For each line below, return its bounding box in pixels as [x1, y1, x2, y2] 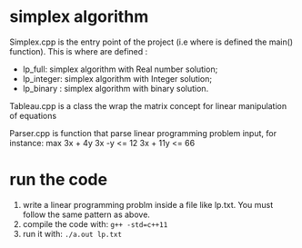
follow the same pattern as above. [22, 209, 150, 220]
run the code [9, 170, 107, 190]
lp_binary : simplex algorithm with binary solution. [22, 83, 209, 94]
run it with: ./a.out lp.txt [22, 228, 123, 239]
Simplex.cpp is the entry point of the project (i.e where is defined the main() [9, 36, 294, 47]
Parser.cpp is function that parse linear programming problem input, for [9, 127, 277, 138]
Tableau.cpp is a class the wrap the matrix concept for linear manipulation [9, 100, 287, 111]
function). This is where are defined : [9, 45, 148, 56]
